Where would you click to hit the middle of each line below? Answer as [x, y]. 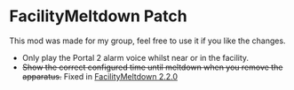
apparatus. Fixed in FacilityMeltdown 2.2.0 [100, 76]
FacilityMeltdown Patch [99, 16]
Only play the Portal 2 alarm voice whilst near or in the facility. [135, 57]
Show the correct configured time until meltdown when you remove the [152, 67]
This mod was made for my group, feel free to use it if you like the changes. [147, 41]
